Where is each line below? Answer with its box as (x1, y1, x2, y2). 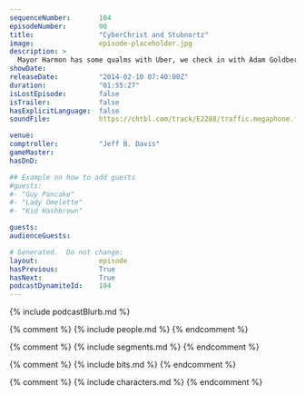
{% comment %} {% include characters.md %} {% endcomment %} (9, 377, 263, 388)
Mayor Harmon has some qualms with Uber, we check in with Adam (17, 55, 266, 64)
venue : (9, 131, 34, 141)
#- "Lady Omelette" (9, 198, 84, 207)
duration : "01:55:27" (9, 81, 141, 90)
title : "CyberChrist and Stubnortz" (9, 30, 209, 39)
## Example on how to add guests (9, 173, 136, 182)
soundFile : (9, 114, 51, 123)
